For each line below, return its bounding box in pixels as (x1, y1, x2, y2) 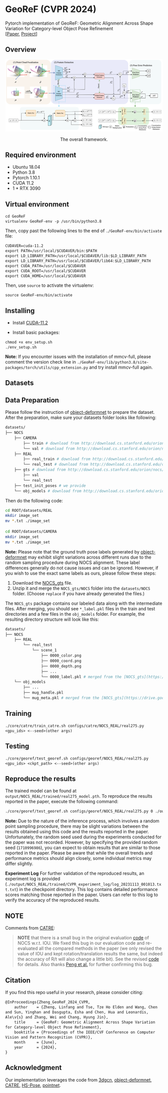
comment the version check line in (5, 359, 76, 365)
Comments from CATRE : (5, 925, 55, 931)
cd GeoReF (5, 214, 26, 219)
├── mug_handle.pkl (23, 690, 64, 695)
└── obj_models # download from (14, 488, 81, 493)
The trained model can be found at (5, 788, 76, 794)
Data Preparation (5, 396, 59, 404)
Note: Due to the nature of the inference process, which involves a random (5, 818, 159, 824)
